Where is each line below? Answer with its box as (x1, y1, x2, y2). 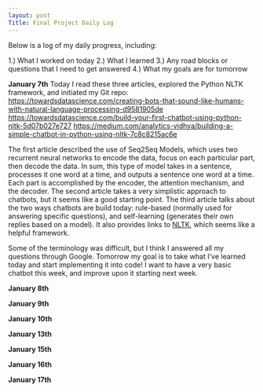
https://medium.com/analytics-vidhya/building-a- (73, 121, 234, 130)
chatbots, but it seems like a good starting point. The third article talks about (8, 194, 255, 204)
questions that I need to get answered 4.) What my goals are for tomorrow (8, 64, 248, 73)
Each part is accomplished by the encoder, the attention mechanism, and (8, 178, 245, 187)
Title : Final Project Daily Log (8, 19, 114, 27)
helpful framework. (8, 228, 70, 237)
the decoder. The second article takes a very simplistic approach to (8, 186, 226, 196)
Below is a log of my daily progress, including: (8, 40, 157, 49)
